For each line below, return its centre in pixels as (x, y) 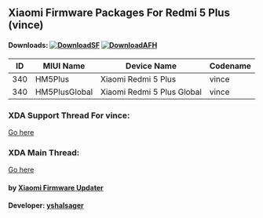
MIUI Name (64, 66)
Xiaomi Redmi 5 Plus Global (152, 92)
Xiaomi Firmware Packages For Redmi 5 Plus (119, 13)
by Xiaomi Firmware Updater (56, 187)
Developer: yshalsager (46, 205)
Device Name (151, 66)
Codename (230, 66)
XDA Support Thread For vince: (69, 115)
